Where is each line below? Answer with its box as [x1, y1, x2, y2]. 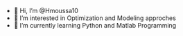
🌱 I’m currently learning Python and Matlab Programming [13, 21, 177, 29]
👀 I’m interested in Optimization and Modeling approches [13, 14, 177, 22]
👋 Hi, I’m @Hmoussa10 [13, 7, 78, 15]
